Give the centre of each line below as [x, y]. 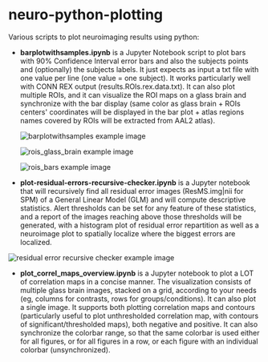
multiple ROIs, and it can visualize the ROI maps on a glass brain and [133, 95]
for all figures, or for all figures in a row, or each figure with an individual [139, 341]
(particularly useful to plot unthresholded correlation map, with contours [139, 316]
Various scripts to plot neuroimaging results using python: [104, 37]
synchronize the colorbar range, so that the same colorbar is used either [140, 332]
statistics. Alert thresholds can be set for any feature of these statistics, [138, 208]
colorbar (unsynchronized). [65, 349]
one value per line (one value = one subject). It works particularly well [135, 78]
